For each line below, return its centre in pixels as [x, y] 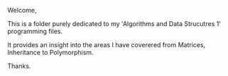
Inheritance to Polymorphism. [50, 52]
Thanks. [19, 66]
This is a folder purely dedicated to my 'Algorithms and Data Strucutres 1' [114, 24]
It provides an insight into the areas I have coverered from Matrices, [107, 45]
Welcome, [22, 10]
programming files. [35, 31]
